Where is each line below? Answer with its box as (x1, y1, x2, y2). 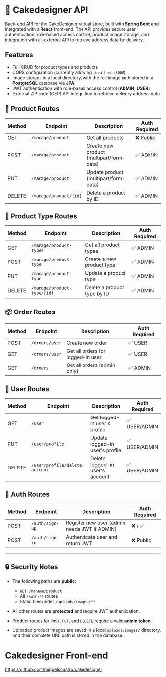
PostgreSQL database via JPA (12, 80, 75, 86)
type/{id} (31, 290, 54, 296)
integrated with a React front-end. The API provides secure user (5, 26, 136, 32)
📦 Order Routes (5, 308, 56, 316)
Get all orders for (66, 348, 106, 355)
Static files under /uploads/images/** (19, 598, 95, 604)
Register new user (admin (66, 520, 125, 526)
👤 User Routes (5, 385, 50, 393)
